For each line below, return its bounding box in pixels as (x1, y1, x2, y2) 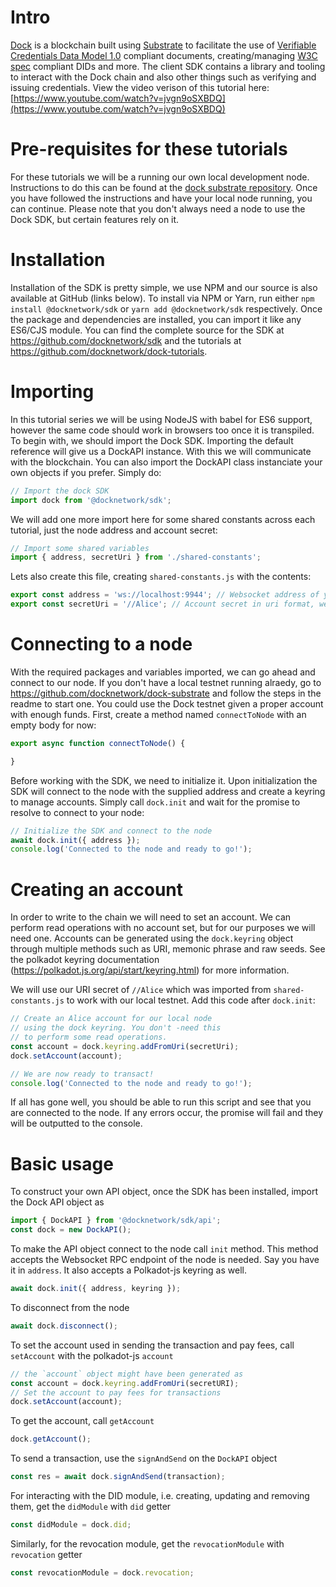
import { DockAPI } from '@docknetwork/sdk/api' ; (10, 1216, 222, 1226)
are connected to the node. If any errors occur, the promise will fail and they (10, 1107, 324, 1119)
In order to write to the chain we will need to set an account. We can (10, 911, 292, 923)
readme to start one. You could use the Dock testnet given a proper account (10, 697, 324, 710)
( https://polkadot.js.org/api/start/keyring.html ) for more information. (10, 964, 290, 976)
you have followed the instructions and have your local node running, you (10, 192, 313, 204)
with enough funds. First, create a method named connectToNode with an (10, 708, 307, 720)
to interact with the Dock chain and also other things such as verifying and (10, 71, 317, 83)
